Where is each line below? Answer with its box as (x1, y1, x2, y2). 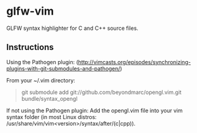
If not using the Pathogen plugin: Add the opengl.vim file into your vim (6, 107, 183, 114)
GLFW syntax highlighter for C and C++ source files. (6, 24, 139, 32)
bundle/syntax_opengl (21, 95, 78, 102)
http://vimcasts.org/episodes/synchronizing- (78, 58, 191, 65)
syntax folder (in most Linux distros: (6, 113, 97, 120)
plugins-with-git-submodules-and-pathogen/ (6, 65, 121, 72)
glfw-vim (6, 4, 54, 18)
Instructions (6, 42, 54, 52)
